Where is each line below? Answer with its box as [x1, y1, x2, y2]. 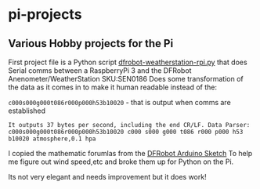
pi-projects [8, 5, 82, 24]
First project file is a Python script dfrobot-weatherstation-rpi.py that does [8, 57, 248, 67]
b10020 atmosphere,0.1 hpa [8, 135, 96, 143]
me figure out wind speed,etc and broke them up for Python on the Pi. [8, 157, 234, 166]
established [8, 106, 45, 115]
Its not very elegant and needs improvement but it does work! [8, 173, 207, 181]
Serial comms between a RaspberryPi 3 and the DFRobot [8, 66, 192, 75]
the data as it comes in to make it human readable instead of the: [8, 82, 218, 92]
